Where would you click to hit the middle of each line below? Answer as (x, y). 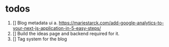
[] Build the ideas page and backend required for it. (66, 33)
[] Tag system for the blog (40, 39)
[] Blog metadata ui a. (35, 23)
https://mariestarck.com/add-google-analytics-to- (111, 23)
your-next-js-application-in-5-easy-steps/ (57, 28)
